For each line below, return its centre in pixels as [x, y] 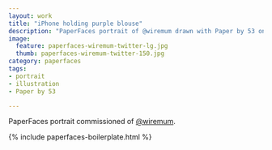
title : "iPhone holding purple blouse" [76, 24]
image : [19, 39]
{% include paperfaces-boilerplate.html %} [80, 137]
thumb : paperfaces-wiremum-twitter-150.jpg [90, 54]
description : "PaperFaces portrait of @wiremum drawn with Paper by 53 [132, 31]
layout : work [30, 16]
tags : [17, 69]
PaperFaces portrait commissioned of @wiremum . [92, 122]
